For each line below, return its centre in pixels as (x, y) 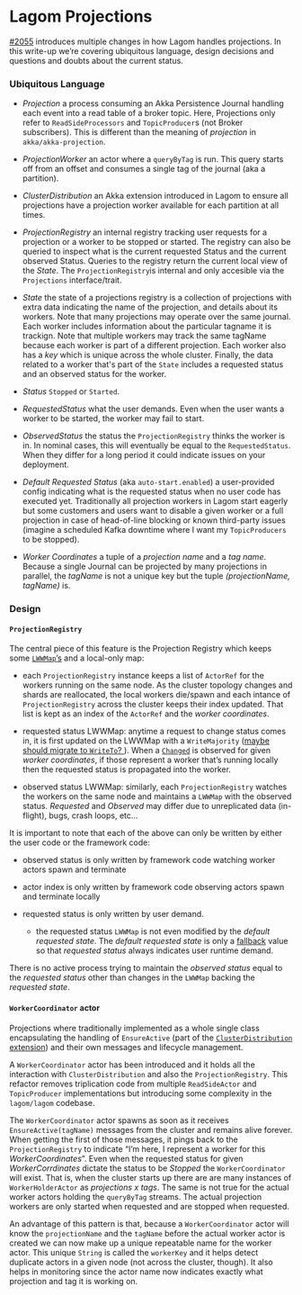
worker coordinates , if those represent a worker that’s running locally (150, 760)
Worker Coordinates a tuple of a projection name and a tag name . (144, 557)
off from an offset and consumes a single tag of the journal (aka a (144, 169)
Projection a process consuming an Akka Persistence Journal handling (153, 103)
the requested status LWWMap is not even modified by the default (153, 931)
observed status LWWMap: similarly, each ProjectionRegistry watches (155, 787)
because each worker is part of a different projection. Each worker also (154, 346)
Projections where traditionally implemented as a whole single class (135, 1028)
